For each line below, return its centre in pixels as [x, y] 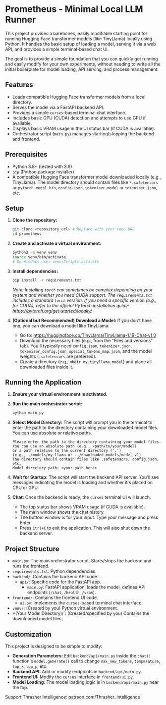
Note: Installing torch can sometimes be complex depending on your [83, 290]
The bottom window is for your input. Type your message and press [89, 517]
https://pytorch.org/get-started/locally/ [52, 311]
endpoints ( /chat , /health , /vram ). [61, 593]
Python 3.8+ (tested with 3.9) [42, 166]
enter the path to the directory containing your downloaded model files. [85, 428]
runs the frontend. [31, 566]
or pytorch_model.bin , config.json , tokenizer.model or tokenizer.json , [85, 187]
